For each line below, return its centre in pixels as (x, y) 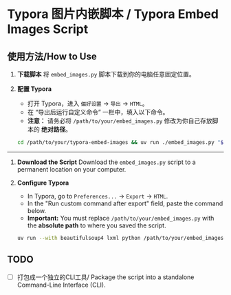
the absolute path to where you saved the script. (97, 225)
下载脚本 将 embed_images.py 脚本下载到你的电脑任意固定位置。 (106, 74)
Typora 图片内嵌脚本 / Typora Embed (113, 14)
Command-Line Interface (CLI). (61, 285)
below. (37, 210)
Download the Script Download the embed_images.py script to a (106, 162)
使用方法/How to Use (52, 56)
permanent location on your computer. (71, 169)
